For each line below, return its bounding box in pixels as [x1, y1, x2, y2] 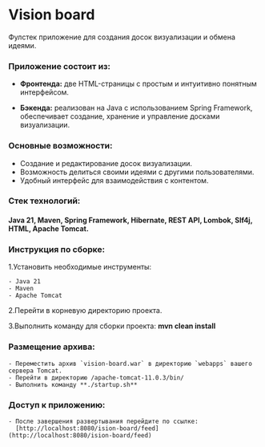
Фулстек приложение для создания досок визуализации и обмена [8, 32, 236, 42]
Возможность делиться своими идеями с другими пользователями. [19, 167, 255, 177]
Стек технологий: [8, 195, 81, 206]
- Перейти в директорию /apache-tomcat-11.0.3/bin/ [8, 373, 184, 382]
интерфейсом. [19, 87, 70, 97]
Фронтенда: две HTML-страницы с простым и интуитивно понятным [19, 79, 258, 89]
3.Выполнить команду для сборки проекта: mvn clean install [8, 321, 216, 331]
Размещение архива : [8, 341, 95, 352]
